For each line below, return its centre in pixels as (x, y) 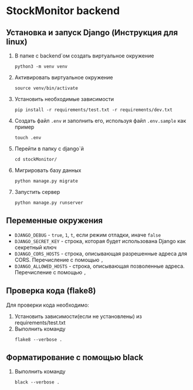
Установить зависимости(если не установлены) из (78, 316)
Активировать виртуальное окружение (64, 77)
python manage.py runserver (49, 203)
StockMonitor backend (63, 11)
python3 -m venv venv (41, 66)
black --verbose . (37, 382)
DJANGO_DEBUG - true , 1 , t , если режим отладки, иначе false (88, 235)
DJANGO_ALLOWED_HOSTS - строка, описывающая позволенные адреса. (99, 266)
